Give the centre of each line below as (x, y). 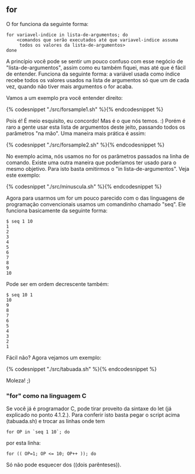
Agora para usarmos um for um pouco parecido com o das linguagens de (95, 198)
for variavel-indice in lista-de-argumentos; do (67, 35)
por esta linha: (24, 443)
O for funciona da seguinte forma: (47, 24)
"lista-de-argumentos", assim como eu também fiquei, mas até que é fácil (96, 67)
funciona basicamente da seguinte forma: (57, 210)
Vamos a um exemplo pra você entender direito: (64, 98)
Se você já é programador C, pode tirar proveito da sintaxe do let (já (89, 409)
